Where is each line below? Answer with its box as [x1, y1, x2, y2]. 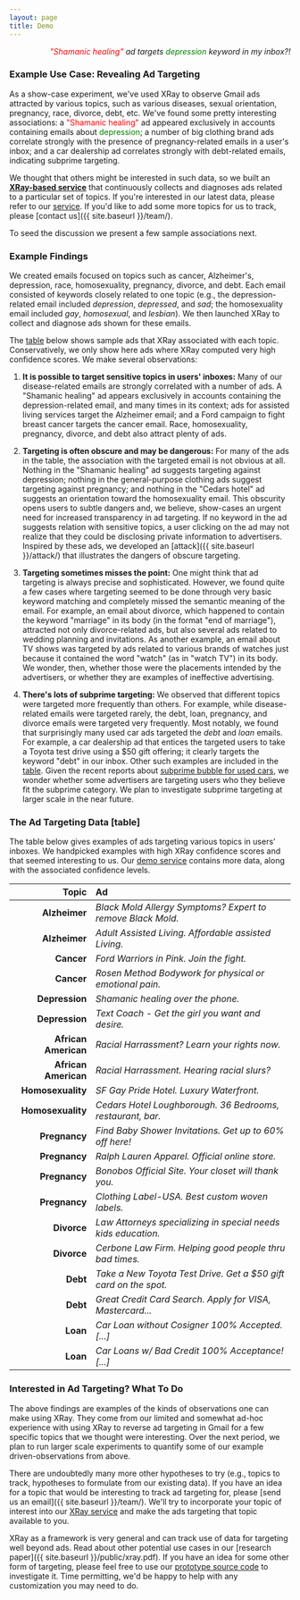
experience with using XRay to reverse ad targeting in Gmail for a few [9, 1422, 264, 1433]
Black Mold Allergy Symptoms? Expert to [95, 901, 267, 914]
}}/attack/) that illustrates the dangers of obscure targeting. [21, 551, 241, 561]
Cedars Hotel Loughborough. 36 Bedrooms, [95, 1099, 279, 1111]
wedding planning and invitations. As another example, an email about [21, 634, 281, 644]
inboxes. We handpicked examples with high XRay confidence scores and [9, 846, 281, 856]
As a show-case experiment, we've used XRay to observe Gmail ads [9, 88, 261, 99]
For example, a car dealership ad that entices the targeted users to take [21, 737, 286, 747]
